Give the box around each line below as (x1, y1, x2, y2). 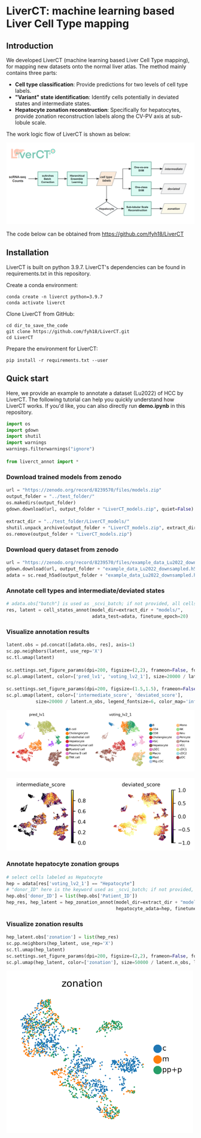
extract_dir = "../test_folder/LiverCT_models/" (6, 518, 130, 524)
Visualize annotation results (6, 627, 90, 636)
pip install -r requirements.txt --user (6, 357, 109, 363)
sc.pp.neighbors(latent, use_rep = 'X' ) (6, 648, 103, 654)
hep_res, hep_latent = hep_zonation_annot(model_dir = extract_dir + (6, 899, 178, 905)
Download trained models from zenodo (6, 472, 121, 481)
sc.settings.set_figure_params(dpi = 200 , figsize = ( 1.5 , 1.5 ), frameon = (6, 686, 184, 692)
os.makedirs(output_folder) (6, 499, 77, 506)
